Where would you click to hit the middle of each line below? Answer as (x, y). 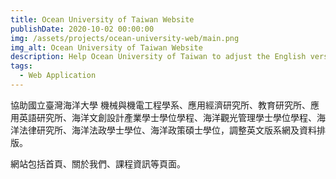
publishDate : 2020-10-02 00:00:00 (82, 29)
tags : (21, 66)
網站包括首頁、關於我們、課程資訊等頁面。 (98, 163)
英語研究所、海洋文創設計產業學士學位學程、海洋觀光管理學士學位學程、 (167, 117)
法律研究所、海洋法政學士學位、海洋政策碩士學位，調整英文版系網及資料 (167, 130)
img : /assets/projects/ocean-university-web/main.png (125, 38)
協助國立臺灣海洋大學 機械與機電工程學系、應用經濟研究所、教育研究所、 (160, 105)
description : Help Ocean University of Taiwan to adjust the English (158, 57)
